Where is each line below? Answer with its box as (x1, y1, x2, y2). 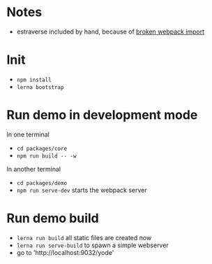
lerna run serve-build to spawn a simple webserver (16, 241, 169, 249)
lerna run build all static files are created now (16, 233, 152, 242)
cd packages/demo (16, 179, 68, 186)
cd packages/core (16, 145, 68, 152)
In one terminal (6, 130, 50, 139)
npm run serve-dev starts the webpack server (16, 186, 147, 194)
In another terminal (6, 165, 61, 173)
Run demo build (6, 211, 99, 226)
